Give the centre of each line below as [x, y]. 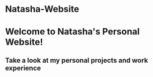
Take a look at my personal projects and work [76, 60]
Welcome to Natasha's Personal [73, 32]
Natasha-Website [42, 9]
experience [23, 68]
